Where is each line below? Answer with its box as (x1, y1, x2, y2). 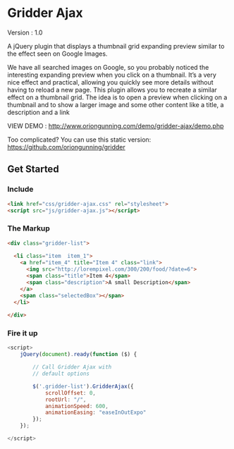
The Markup (7, 223, 51, 233)
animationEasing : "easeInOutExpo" (44, 409, 147, 417)
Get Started (7, 164, 59, 176)
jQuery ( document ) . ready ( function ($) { (20, 351, 137, 358)
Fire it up (7, 328, 38, 338)
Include (7, 185, 34, 195)
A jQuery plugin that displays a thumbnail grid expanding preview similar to (7, 42, 225, 50)
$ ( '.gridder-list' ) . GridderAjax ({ (32, 383, 134, 390)
